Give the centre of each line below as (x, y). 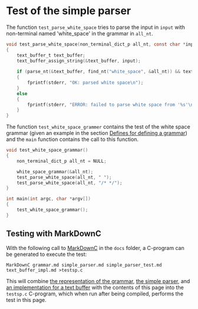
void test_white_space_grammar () (47, 150)
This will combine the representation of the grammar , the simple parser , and (98, 281)
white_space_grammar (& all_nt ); (55, 172)
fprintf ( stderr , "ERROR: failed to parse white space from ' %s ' (108, 104)
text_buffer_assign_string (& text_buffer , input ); (79, 61)
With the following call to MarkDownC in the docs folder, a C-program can (95, 248)
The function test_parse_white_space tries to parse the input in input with (96, 27)
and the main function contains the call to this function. (72, 139)
